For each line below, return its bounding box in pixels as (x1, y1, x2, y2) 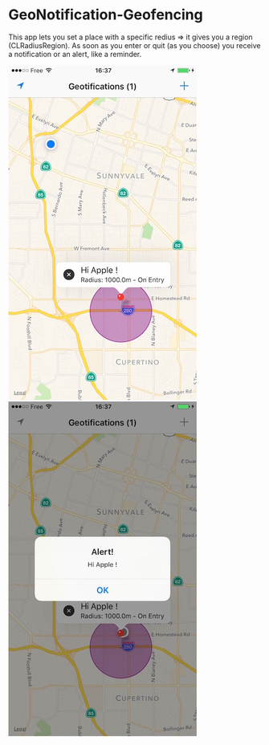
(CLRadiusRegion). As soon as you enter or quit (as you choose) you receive (8, 40, 261, 50)
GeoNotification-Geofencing (8, 6, 203, 24)
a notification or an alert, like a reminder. (8, 49, 142, 59)
